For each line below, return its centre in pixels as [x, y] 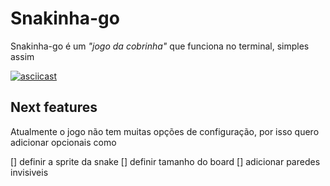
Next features [54, 107]
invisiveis [29, 172]
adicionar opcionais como [63, 142]
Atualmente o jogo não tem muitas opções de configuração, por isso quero [165, 131]
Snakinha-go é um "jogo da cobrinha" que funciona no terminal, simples [160, 46]
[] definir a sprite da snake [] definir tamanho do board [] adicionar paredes [165, 161]
